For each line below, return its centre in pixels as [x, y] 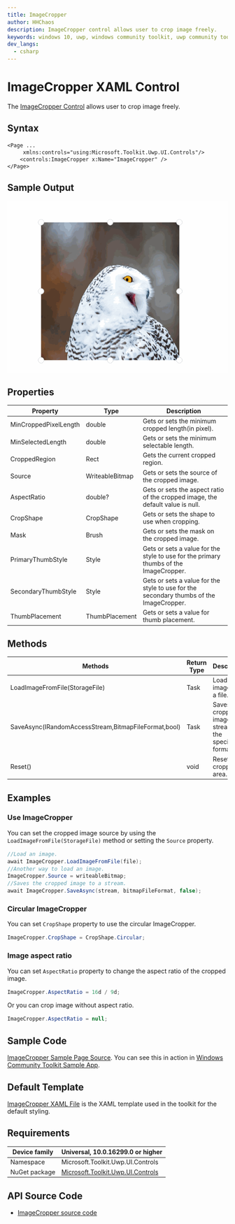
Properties [31, 392]
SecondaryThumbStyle [43, 591]
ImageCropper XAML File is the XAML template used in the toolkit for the [112, 1104]
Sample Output [41, 188]
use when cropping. [171, 521]
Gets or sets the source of [180, 473]
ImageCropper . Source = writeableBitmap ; [67, 876]
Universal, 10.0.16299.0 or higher [112, 1152]
